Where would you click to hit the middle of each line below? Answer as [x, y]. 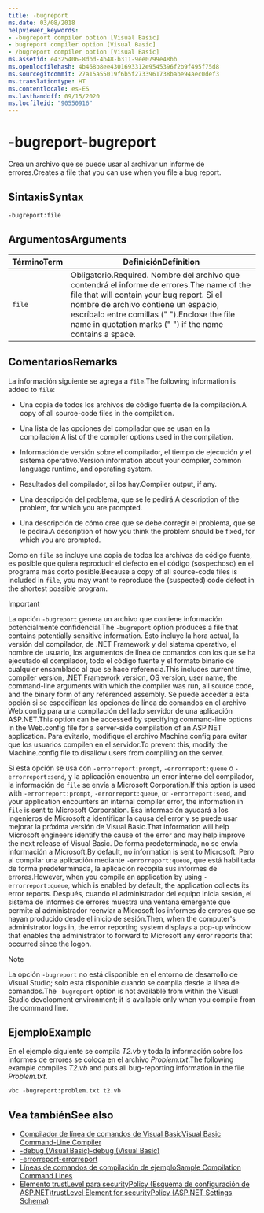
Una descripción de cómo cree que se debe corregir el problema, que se [137, 523]
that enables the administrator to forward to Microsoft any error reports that [130, 935]
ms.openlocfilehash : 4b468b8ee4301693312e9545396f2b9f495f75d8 [114, 67]
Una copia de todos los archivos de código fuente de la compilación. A [133, 404]
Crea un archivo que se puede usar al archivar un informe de [106, 164]
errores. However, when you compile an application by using [105, 877]
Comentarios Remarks [63, 362]
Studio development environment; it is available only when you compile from [132, 999]
